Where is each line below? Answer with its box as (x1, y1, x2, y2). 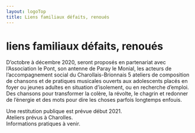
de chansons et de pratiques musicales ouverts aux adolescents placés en (6, 78, 188, 85)
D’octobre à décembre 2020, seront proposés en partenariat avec (6, 59, 167, 66)
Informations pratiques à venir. (6, 120, 81, 127)
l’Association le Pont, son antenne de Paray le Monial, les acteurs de (6, 65, 172, 72)
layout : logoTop (6, 8, 46, 15)
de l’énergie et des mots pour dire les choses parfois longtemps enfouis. (6, 97, 182, 104)
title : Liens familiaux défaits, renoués (6, 14, 110, 20)
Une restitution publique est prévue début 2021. (6, 108, 122, 115)
